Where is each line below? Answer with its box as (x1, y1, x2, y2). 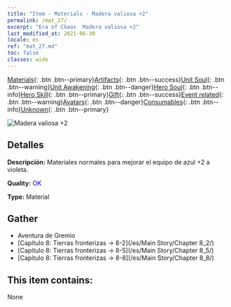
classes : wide (7, 56, 49, 63)
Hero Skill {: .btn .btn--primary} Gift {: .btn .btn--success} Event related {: (20, 90, 224, 98)
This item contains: (7, 274, 93, 286)
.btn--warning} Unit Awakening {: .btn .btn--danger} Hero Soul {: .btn (7, 82, 200, 91)
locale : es (7, 37, 39, 44)
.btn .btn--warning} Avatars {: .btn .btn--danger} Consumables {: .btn (7, 98, 201, 106)
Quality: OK (7, 178, 42, 187)
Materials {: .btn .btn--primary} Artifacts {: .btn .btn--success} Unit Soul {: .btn (7, 75, 225, 84)
